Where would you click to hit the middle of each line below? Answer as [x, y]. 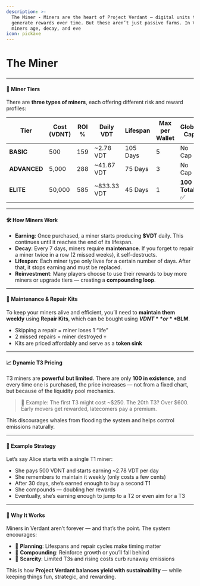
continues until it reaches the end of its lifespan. [74, 242]
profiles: [16, 108]
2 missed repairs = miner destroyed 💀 [61, 336]
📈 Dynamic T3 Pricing [34, 363]
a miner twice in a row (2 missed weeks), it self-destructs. [86, 254]
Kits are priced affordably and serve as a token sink [79, 343]
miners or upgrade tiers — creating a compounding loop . [85, 280]
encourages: [22, 535]
